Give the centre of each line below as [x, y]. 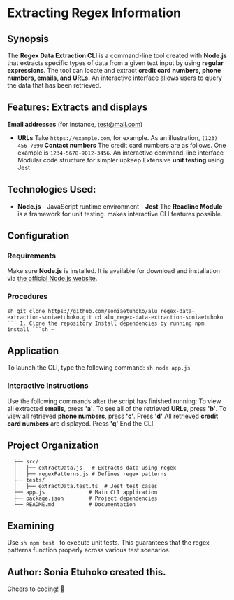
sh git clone [26, 311]
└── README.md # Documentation [75, 504]
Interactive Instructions [48, 386]
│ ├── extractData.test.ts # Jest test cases [86, 486]
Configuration [38, 236]
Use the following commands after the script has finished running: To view [114, 401]
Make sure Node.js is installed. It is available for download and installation [114, 271]
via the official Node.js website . [52, 279]
